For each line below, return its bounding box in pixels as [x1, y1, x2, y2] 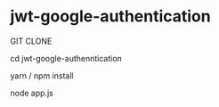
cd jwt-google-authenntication [10, 53, 123, 63]
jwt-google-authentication [10, 6, 212, 27]
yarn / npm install [10, 70, 74, 81]
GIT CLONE [10, 36, 53, 46]
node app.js [10, 87, 54, 98]
